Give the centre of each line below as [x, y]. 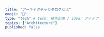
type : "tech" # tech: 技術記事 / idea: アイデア [52, 18]
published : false [22, 27]
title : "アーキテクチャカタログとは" [38, 9]
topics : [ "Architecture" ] [31, 23]
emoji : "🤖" [16, 14]
